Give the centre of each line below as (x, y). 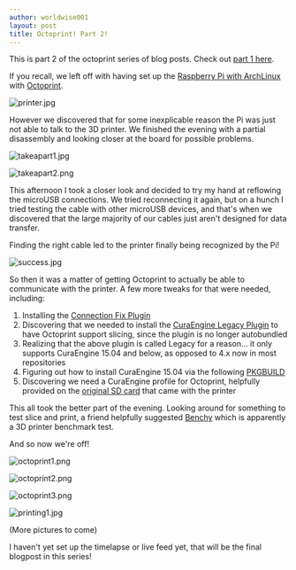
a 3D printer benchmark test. (62, 427)
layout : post (33, 26)
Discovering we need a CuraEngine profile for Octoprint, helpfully (141, 381)
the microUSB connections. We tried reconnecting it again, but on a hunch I (147, 199)
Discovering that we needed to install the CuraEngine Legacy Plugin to (150, 325)
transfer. (24, 228)
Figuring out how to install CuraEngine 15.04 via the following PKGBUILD (153, 372)
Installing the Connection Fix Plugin (86, 316)
